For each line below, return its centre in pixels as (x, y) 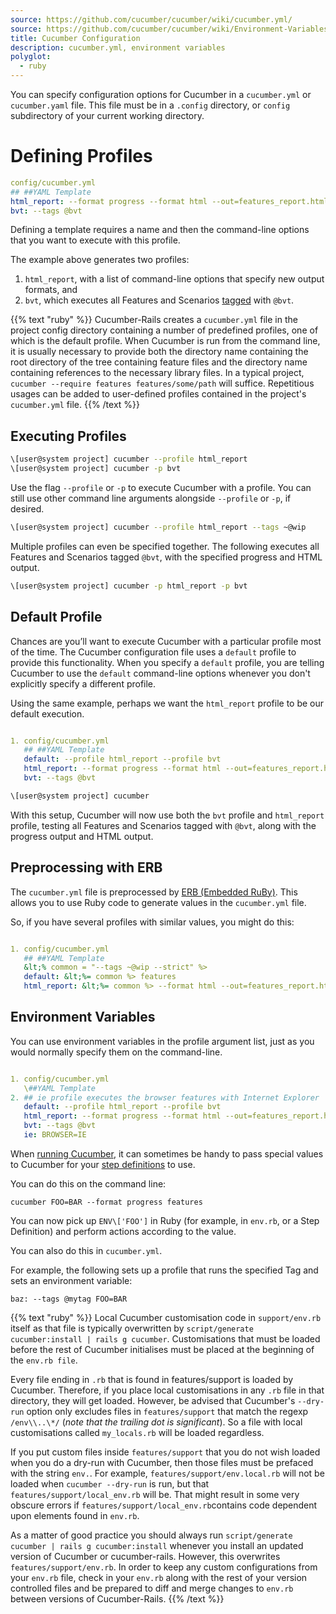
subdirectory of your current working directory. (107, 115)
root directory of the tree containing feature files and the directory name (159, 362)
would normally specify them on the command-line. (116, 1052)
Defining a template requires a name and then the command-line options (160, 230)
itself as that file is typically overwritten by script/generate (132, 1328)
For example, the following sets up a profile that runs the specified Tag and (164, 1270)
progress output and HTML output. (82, 836)
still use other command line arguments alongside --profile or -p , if (151, 498)
